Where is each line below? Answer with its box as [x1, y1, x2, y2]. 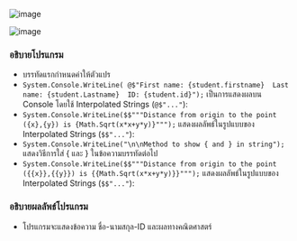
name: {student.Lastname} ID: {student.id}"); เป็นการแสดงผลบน [22, 88, 263, 99]
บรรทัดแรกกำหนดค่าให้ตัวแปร [22, 69, 111, 80]
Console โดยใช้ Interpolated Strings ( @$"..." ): [22, 99, 189, 110]
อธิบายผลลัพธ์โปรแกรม [9, 200, 88, 213]
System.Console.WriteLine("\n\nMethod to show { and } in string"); [22, 140, 285, 149]
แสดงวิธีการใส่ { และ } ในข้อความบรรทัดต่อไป [22, 148, 158, 159]
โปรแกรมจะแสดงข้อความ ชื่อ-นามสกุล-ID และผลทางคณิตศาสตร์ [22, 221, 212, 232]
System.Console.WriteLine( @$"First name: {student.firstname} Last [22, 81, 290, 90]
